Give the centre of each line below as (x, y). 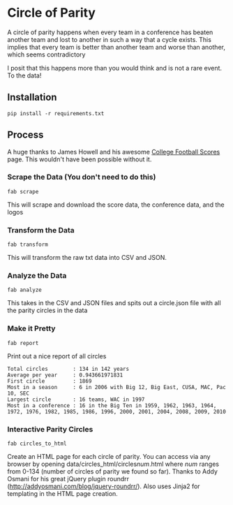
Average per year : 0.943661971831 (65, 375)
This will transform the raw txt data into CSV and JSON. (87, 258)
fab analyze (24, 290)
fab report (23, 343)
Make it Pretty (31, 328)
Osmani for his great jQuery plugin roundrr (68, 479)
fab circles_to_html (37, 444)
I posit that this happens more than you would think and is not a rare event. (114, 68)
